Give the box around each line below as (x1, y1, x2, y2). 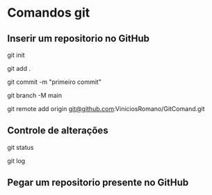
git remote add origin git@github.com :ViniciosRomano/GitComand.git (7, 105, 205, 112)
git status (7, 143, 34, 151)
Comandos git (7, 5, 90, 21)
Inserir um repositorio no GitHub (7, 33, 150, 44)
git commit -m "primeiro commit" (7, 78, 102, 86)
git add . (7, 65, 31, 72)
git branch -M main (7, 92, 63, 99)
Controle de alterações (7, 125, 109, 137)
